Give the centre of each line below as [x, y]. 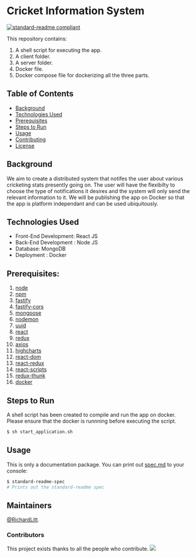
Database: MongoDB [40, 249]
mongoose [28, 313]
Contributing [30, 139]
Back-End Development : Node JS [57, 243]
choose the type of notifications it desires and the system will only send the [98, 191]
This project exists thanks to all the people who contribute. [78, 549]
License [25, 145]
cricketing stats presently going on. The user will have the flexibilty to [91, 185]
